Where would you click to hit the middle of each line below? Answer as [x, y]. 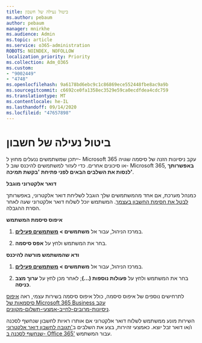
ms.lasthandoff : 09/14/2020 [42, 107]
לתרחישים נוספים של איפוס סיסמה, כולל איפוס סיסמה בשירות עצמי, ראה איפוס [95, 297]
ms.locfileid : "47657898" [39, 113]
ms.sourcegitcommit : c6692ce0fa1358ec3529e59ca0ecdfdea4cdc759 [87, 90]
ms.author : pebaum [29, 17]
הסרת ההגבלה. [24, 208]
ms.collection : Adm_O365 [37, 62]
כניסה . [23, 285]
